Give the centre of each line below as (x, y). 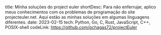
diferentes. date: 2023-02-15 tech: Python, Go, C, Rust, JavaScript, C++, (78, 22)
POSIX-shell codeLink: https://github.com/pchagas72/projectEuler (71, 27)
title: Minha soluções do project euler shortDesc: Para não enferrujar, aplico (80, 7)
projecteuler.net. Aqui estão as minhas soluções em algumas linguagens (77, 17)
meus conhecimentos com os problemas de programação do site (70, 12)
